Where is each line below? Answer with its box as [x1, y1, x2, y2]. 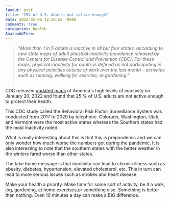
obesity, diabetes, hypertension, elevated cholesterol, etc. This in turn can [5, 166, 161, 172]
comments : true [5, 21, 38, 27]
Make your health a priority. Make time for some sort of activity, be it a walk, [5, 182, 165, 187]
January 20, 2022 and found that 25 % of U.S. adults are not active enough [5, 93, 164, 99]
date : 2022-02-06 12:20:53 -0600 [5, 17, 77, 22]
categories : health [5, 27, 47, 32]
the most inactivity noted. [5, 124, 59, 131]
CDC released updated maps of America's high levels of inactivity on [5, 88, 151, 93]
